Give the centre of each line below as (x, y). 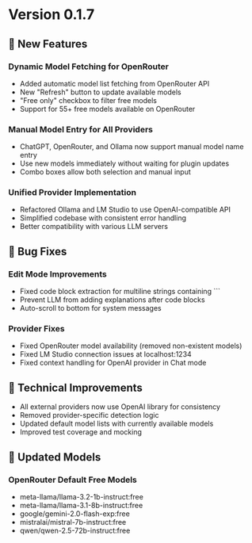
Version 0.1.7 (52, 15)
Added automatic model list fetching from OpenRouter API (115, 83)
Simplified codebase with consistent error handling (103, 218)
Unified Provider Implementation (73, 193)
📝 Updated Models (55, 457)
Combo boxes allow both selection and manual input (105, 172)
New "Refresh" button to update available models (100, 92)
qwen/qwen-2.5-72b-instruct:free (75, 530)
